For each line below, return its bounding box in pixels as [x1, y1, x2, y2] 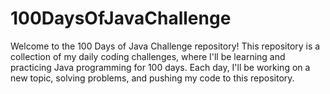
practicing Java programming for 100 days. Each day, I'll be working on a [10, 61, 311, 73]
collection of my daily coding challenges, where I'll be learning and [10, 50, 286, 62]
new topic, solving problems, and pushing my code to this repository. [10, 72, 295, 84]
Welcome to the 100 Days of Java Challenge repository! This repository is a [10, 40, 321, 52]
